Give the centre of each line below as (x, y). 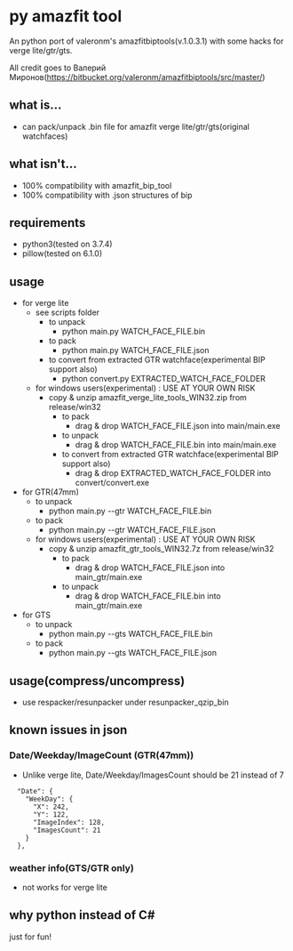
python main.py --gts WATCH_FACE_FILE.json (133, 653)
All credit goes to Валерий (58, 68)
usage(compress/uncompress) (97, 681)
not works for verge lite (65, 887)
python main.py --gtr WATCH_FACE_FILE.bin (130, 511)
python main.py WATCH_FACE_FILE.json (136, 351)
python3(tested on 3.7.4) (67, 244)
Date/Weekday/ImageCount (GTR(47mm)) (102, 755)
